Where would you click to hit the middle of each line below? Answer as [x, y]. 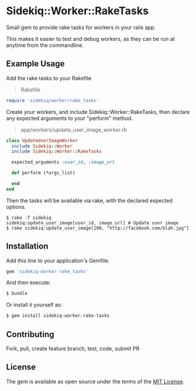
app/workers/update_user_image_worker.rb [74, 129]
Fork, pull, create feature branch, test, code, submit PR [73, 349]
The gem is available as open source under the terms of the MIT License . [95, 382]
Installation [27, 247]
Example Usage [36, 64]
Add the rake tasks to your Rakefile [49, 78]
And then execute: [28, 282]
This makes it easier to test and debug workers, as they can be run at [91, 39]
